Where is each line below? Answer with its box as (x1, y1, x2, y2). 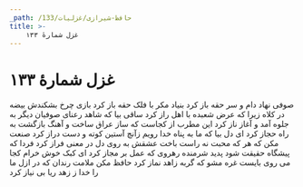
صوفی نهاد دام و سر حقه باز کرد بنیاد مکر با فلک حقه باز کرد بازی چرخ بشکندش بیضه (9, 99, 295, 110)
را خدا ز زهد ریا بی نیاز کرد (9, 167, 99, 178)
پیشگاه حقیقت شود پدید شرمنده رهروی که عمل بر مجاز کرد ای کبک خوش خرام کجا (9, 147, 290, 159)
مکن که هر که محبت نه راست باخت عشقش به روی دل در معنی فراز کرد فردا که (9, 138, 279, 149)
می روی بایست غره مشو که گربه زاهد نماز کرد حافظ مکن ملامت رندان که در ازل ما (9, 157, 291, 168)
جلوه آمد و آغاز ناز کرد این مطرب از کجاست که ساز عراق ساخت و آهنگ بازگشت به (9, 119, 289, 130)
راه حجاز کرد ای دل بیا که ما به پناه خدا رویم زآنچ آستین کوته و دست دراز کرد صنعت (9, 128, 289, 139)
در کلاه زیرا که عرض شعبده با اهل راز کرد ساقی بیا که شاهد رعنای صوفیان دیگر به (9, 109, 285, 120)
